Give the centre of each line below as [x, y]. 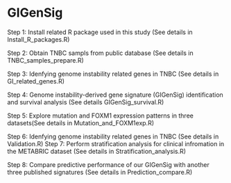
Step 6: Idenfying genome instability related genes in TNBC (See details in [113, 136]
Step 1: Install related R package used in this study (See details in [100, 32]
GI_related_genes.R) [36, 81]
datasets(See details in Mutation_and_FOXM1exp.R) [81, 122]
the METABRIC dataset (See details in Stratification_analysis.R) [96, 151]
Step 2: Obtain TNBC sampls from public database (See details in [101, 53]
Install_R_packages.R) [38, 39]
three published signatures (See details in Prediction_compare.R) [100, 172]
